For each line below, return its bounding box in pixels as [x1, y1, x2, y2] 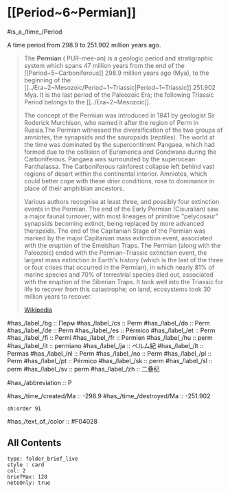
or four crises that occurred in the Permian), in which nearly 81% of [23, 263, 215, 271]
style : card [7, 461, 45, 468]
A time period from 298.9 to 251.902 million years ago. [7, 41, 161, 49]
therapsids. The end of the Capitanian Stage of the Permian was [23, 227, 206, 235]
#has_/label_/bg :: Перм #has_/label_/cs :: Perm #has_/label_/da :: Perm [7, 319, 211, 327]
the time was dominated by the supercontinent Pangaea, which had [23, 140, 215, 148]
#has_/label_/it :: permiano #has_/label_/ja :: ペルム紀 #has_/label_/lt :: [7, 341, 204, 349]
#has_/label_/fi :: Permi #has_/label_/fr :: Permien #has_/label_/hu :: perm [7, 333, 213, 341]
